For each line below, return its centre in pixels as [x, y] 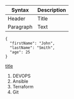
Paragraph [20, 27]
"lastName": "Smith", [32, 48]
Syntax [20, 10]
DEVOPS [22, 76]
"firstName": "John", [32, 43]
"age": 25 [20, 52]
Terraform [23, 87]
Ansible [20, 81]
